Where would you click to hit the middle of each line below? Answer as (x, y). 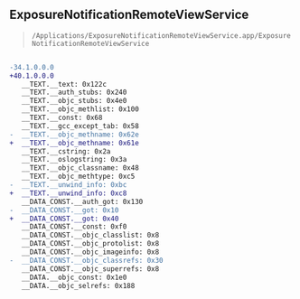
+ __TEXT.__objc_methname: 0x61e (75, 143)
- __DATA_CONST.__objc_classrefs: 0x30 (87, 260)
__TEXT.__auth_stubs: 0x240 (74, 93)
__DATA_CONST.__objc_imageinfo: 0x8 (90, 252)
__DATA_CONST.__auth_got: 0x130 (82, 201)
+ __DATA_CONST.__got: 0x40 (64, 219)
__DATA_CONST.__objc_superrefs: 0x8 (90, 269)
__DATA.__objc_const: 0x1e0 (74, 277)
